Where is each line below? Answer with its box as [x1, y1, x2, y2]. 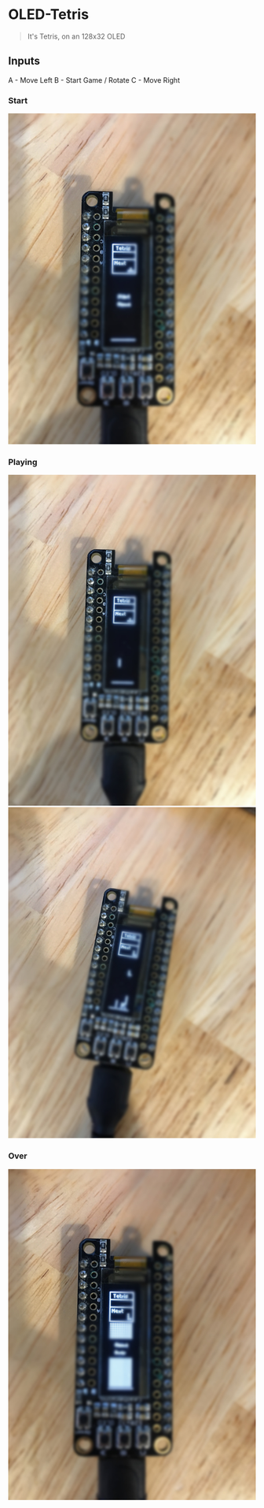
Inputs [8, 54, 41, 68]
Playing [8, 456, 38, 467]
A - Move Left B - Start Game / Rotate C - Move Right [8, 75, 181, 84]
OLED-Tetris [8, 6, 89, 24]
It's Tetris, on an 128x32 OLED [27, 32, 126, 41]
